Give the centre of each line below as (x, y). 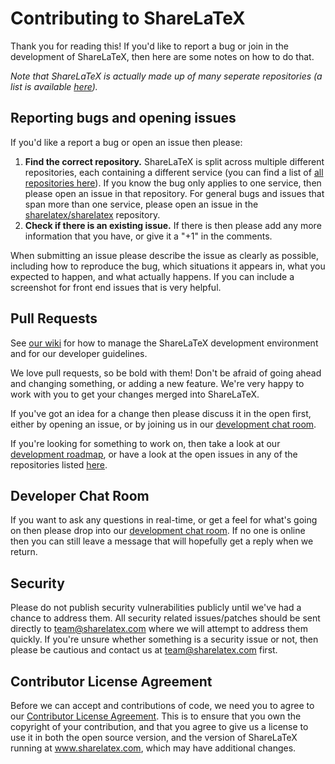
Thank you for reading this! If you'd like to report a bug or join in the (149, 46)
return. (24, 552)
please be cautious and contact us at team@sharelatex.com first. (144, 650)
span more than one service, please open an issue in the (141, 204)
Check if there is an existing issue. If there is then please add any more (173, 225)
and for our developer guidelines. (79, 353)
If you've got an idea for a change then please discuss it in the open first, (161, 413)
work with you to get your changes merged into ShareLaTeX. (135, 394)
